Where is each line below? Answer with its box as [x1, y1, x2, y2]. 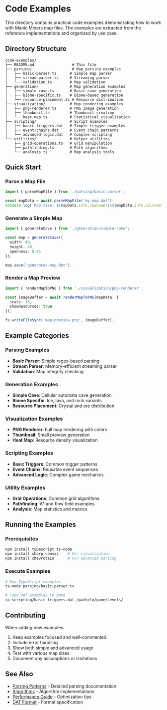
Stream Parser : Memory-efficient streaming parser [12, 363, 117, 369]
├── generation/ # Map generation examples [5, 84, 126, 89]
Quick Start [5, 163, 41, 172]
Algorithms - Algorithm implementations [12, 688, 94, 694]
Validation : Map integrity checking [12, 368, 83, 374]
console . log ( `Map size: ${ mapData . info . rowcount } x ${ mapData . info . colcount [5, 203, 164, 208]
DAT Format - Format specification [12, 699, 83, 705]
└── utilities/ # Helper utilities [5, 136, 110, 141]
